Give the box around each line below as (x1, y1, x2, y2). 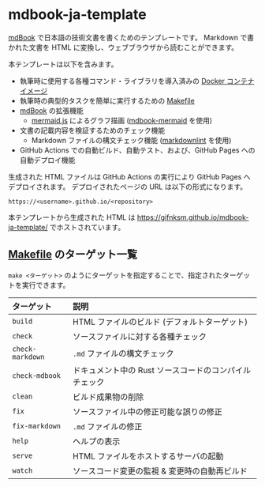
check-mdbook (12, 371, 62, 380)
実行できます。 (21, 280, 70, 289)
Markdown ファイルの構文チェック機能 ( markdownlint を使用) (31, 135, 232, 145)
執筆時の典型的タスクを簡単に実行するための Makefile (19, 96, 195, 105)
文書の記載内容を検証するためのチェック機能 (19, 125, 166, 135)
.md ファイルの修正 (72, 421, 143, 432)
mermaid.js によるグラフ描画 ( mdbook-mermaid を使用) (31, 115, 213, 125)
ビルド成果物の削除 (72, 391, 144, 402)
